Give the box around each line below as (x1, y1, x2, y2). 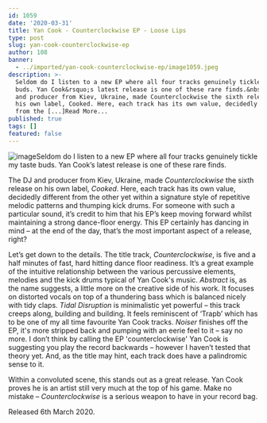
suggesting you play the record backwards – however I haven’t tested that (8, 342, 250, 352)
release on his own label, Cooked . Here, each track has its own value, (8, 183, 236, 193)
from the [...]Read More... (15, 108, 109, 116)
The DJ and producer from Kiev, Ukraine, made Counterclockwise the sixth (8, 175, 254, 185)
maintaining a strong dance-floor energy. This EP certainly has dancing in (8, 217, 249, 227)
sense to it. (8, 359, 45, 369)
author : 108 (8, 48, 48, 56)
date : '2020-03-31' (8, 19, 73, 27)
